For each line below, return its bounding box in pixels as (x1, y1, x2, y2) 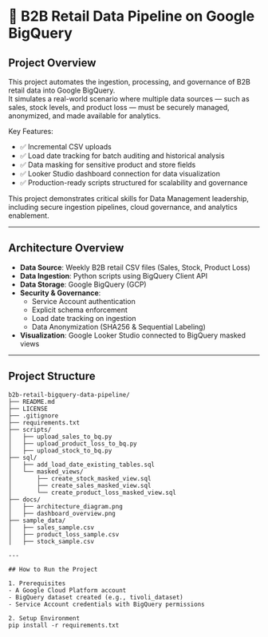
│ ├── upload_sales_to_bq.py (8, 433, 112, 441)
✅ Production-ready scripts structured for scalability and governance (19, 178, 248, 187)
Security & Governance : (19, 287, 101, 298)
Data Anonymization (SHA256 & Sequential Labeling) (31, 322, 206, 331)
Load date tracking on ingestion (31, 313, 137, 322)
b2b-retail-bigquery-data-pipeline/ (8, 390, 130, 398)
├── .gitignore (8, 411, 59, 420)
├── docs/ (8, 495, 41, 504)
